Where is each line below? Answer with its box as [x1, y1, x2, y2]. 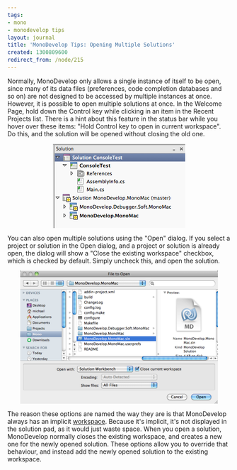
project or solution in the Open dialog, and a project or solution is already [7, 241, 220, 250]
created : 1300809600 [7, 49, 69, 56]
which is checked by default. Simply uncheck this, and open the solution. [7, 256, 221, 265]
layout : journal [7, 34, 55, 41]
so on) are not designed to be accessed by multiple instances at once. [7, 92, 212, 100]
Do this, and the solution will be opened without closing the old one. [7, 129, 205, 138]
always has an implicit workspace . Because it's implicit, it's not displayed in [7, 417, 227, 425]
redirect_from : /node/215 [7, 57, 83, 64]
